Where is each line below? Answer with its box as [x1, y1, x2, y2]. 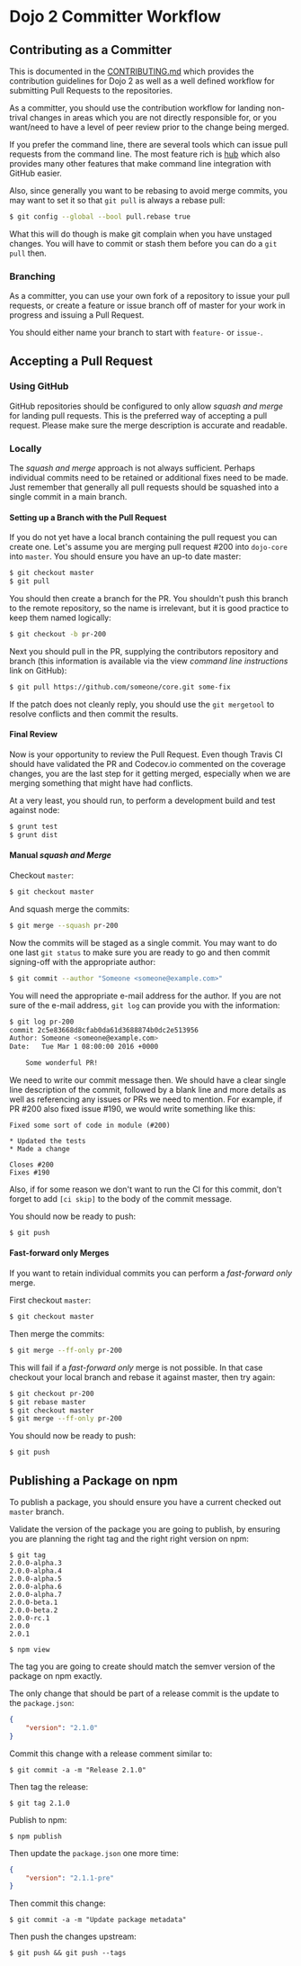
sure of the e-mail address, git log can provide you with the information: [9, 999, 280, 1010]
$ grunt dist [9, 830, 58, 839]
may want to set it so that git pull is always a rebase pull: [9, 195, 226, 205]
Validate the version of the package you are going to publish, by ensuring [9, 1524, 281, 1535]
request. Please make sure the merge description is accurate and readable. [9, 419, 288, 430]
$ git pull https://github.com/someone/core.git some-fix [9, 682, 231, 691]
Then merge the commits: [9, 1328, 105, 1339]
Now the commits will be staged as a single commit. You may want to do [9, 937, 278, 948]
